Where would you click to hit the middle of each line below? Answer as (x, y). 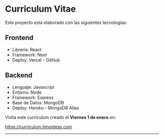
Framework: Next (30, 55)
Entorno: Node (27, 92)
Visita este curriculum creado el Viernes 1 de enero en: (61, 117)
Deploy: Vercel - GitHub (36, 60)
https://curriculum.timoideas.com (39, 127)
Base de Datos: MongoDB (38, 102)
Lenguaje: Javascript (33, 87)
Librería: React (27, 49)
